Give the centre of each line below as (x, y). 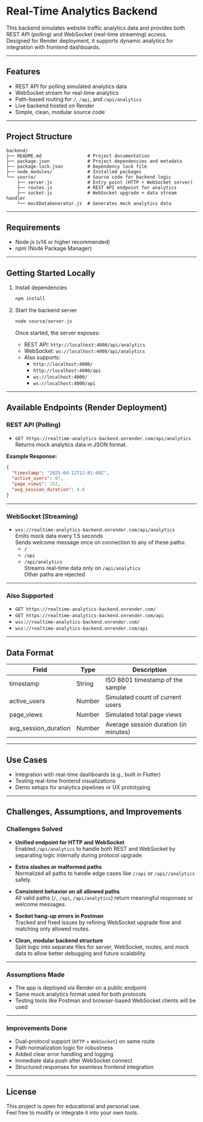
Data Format (30, 652)
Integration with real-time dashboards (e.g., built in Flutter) (88, 775)
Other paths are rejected (55, 574)
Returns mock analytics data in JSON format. (71, 444)
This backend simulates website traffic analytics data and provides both (96, 28)
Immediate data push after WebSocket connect (74, 1060)
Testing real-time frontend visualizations (65, 781)
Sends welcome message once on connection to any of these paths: (100, 542)
